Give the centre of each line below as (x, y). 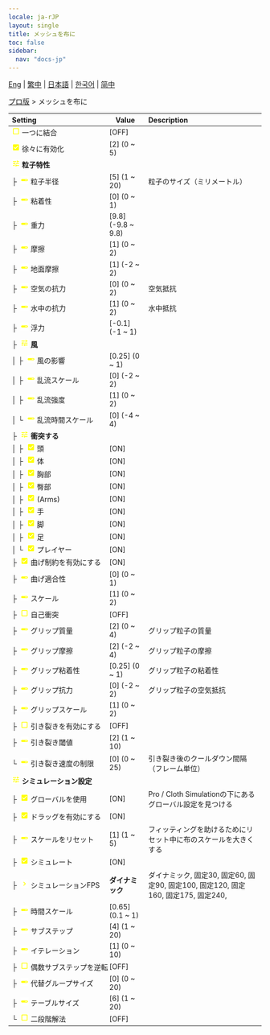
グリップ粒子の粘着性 (184, 670)
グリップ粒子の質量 (180, 631)
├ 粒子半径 (35, 181)
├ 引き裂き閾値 (43, 742)
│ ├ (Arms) (36, 499)
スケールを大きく (226, 839)
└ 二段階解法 (39, 1019)
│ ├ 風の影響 (39, 360)
